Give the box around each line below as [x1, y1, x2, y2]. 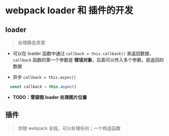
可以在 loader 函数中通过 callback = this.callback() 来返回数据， [12, 51, 154, 56]
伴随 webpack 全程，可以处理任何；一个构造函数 [17, 125, 121, 131]
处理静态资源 [17, 39, 45, 46]
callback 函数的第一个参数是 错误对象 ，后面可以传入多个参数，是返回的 [12, 57, 164, 63]
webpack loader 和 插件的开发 [5, 5, 134, 16]
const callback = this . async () [10, 84, 77, 89]
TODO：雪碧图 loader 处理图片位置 [12, 94, 87, 100]
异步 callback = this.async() [12, 74, 76, 80]
